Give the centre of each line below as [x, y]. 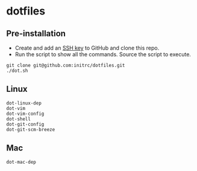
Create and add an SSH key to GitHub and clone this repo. [87, 48]
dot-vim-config [25, 114]
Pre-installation [36, 34]
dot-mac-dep [21, 162]
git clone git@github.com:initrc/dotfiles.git [66, 65]
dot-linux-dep [24, 103]
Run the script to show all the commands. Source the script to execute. [103, 54]
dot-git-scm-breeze [31, 129]
